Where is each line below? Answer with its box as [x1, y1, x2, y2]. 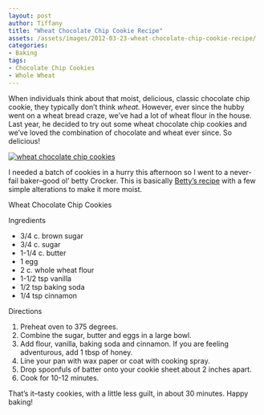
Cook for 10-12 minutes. [19, 372, 100, 382]
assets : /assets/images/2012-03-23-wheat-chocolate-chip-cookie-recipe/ [8, 34, 257, 43]
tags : [8, 57, 26, 65]
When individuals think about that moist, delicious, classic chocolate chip [8, 93, 250, 103]
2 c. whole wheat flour [19, 265, 95, 275]
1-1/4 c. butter [19, 248, 67, 258]
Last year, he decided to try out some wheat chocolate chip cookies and [8, 119, 247, 128]
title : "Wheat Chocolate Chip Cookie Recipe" [8, 26, 163, 35]
